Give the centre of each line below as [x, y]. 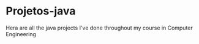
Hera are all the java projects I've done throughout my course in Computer [99, 28]
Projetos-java [41, 11]
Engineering [21, 34]
